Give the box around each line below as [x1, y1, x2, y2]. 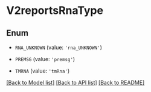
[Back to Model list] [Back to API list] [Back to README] [6, 79, 145, 86]
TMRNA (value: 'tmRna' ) [14, 67, 70, 74]
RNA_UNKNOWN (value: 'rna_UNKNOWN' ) [14, 44, 103, 51]
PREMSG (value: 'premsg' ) [14, 56, 75, 62]
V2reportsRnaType [6, 4, 104, 18]
